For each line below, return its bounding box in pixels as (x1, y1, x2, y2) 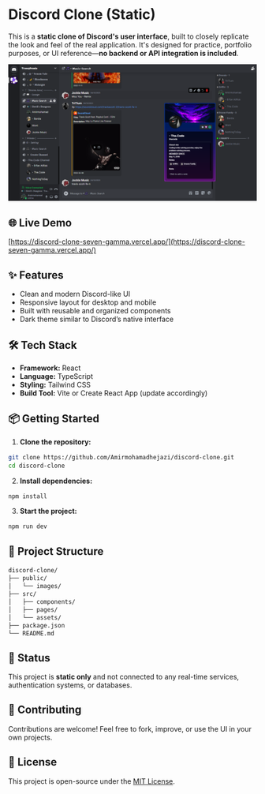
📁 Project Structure (8, 545, 104, 558)
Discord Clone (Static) (8, 6, 156, 24)
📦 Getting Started (8, 412, 100, 425)
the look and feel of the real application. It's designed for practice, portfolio (8, 39, 252, 49)
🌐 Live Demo (8, 215, 73, 230)
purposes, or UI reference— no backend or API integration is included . (8, 48, 239, 58)
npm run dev (8, 522, 47, 530)
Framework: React (19, 363, 81, 373)
